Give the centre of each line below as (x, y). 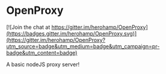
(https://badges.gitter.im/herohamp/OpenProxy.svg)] (72, 33)
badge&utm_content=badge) (42, 52)
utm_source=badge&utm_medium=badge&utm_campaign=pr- (83, 46)
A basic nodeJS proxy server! (43, 64)
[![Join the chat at (28, 27)
